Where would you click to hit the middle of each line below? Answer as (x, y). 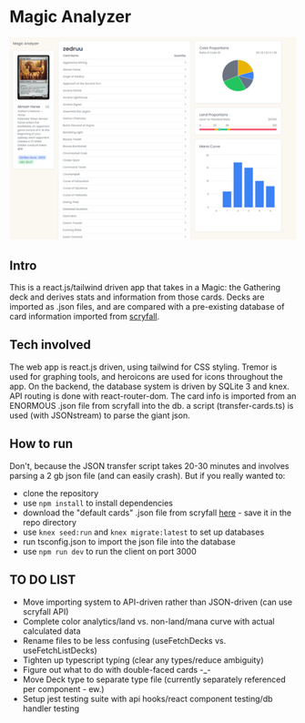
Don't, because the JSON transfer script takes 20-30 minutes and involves (149, 465)
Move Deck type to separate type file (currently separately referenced (154, 679)
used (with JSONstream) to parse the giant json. (100, 415)
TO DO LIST (43, 580)
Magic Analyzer (71, 17)
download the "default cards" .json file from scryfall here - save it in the (157, 513)
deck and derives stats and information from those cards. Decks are (137, 297)
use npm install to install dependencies (98, 503)
